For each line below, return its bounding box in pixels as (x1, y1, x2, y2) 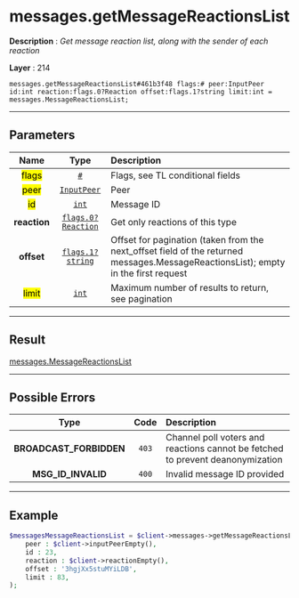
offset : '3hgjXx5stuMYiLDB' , (25, 564, 138, 573)
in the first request (110, 267, 188, 279)
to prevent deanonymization (166, 454, 283, 466)
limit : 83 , (25, 572, 69, 582)
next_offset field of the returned (110, 245, 243, 257)
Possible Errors (9, 390, 96, 405)
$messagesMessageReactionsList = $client (9, 531, 166, 540)
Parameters (9, 127, 76, 143)
